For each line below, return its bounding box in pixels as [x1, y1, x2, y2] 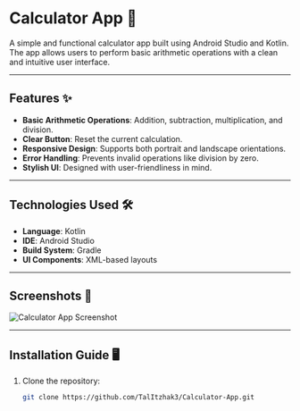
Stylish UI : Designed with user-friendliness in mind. [21, 162, 212, 172]
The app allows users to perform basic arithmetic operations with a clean [9, 46, 279, 57]
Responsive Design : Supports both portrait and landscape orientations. [21, 143, 287, 154]
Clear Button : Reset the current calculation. [21, 133, 183, 144]
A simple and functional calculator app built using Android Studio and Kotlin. [9, 38, 289, 48]
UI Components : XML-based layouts [21, 254, 158, 264]
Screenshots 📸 [9, 288, 93, 303]
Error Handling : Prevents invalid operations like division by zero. [21, 152, 259, 164]
